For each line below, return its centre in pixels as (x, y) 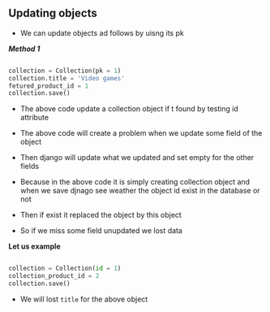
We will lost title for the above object (84, 299)
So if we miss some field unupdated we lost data (101, 231)
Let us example (34, 246)
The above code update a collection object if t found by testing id (129, 109)
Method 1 (24, 49)
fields (29, 167)
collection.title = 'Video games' (67, 78)
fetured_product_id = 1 (49, 86)
